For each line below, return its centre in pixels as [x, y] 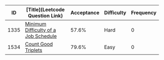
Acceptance [85, 13]
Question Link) [46, 16]
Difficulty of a [41, 30]
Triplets [34, 50]
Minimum [36, 24]
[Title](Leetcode [45, 10]
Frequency [144, 13]
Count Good [39, 44]
